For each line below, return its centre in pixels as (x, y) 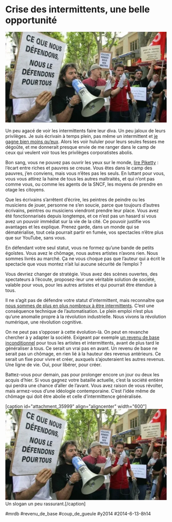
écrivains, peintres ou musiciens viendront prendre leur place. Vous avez (82, 211)
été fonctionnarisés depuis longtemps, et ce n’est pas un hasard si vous (81, 216)
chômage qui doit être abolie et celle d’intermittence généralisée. (74, 396)
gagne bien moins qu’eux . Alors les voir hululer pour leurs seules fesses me (85, 142)
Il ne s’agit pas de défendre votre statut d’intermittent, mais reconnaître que (85, 300)
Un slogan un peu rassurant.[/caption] (46, 504)
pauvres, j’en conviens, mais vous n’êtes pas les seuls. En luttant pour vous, (85, 173)
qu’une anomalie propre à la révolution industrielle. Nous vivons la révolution (86, 317)
